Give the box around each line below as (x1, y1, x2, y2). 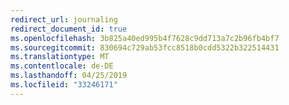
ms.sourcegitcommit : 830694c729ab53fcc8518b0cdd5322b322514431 (10, 42, 280, 53)
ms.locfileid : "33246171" (10, 80, 118, 90)
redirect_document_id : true (10, 24, 128, 34)
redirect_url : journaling (10, 14, 118, 25)
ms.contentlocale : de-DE (10, 61, 114, 71)
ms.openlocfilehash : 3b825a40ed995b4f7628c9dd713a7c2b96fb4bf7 (10, 33, 280, 43)
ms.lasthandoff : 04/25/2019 (10, 71, 128, 81)
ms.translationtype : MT (10, 52, 110, 62)
